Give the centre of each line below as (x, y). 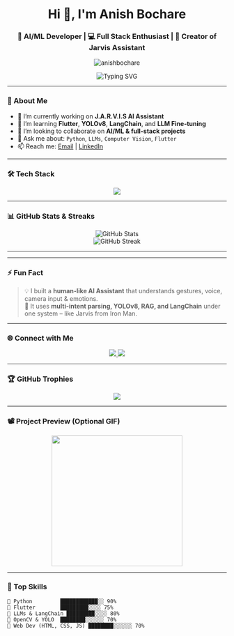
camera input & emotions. (61, 298)
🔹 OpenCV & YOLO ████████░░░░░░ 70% (62, 619)
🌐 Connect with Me (41, 338)
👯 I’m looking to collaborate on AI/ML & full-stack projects (101, 131)
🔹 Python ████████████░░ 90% (62, 601)
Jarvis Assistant (117, 48)
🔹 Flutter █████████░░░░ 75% (60, 607)
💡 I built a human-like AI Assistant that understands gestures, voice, (123, 290)
